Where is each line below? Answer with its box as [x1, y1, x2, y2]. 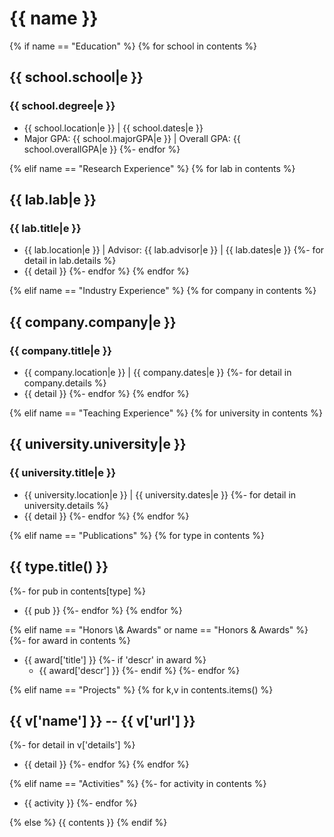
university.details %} [23, 499, 109, 511]
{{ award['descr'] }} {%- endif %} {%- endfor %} [38, 664, 241, 676]
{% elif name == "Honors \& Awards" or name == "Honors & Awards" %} [9, 623, 309, 636]
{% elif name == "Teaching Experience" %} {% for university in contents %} [9, 407, 323, 419]
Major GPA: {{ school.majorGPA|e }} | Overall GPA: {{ [23, 132, 241, 144]
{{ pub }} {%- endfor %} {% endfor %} [23, 604, 183, 616]
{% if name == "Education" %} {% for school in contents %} [9, 40, 258, 52]
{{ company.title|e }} [9, 343, 113, 357]
